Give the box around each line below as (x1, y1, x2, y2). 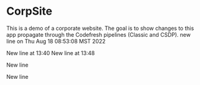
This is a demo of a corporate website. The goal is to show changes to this (6, 24, 194, 32)
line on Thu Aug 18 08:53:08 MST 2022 (6, 37, 106, 45)
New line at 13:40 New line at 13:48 (6, 49, 95, 56)
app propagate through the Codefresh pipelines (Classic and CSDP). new (6, 31, 191, 38)
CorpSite (6, 4, 53, 18)
